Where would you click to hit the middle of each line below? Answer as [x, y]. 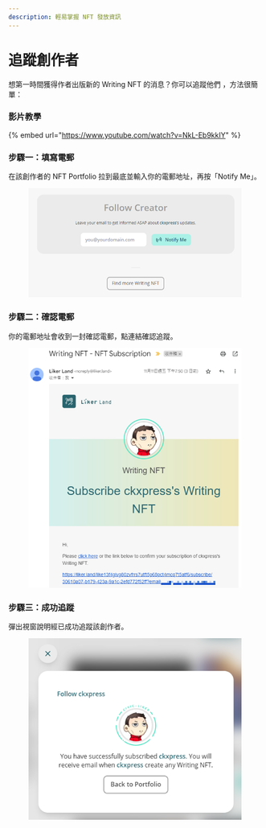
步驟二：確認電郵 [41, 317]
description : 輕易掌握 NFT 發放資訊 [65, 17]
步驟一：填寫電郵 [41, 157]
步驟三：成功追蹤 [41, 608]
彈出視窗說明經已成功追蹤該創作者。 [68, 627]
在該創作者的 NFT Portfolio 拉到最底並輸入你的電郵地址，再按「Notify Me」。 [135, 176]
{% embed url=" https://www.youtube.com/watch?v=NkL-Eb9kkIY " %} [125, 135]
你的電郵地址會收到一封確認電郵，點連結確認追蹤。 [93, 336]
